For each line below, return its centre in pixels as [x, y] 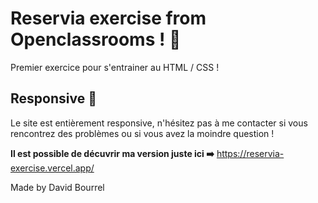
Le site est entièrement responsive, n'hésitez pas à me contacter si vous [159, 123]
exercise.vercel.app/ [52, 168]
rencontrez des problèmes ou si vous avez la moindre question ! [142, 133]
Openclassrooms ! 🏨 [96, 39]
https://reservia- [250, 153]
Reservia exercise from [108, 18]
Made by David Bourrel [57, 187]
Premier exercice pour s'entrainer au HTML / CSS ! [115, 67]
